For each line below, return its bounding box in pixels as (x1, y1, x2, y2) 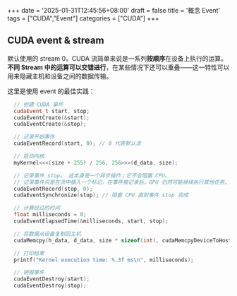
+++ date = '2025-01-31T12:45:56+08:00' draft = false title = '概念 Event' (7, 6, 221, 14)
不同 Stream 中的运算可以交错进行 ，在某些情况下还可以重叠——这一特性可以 (7, 63, 230, 71)
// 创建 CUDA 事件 (13, 101, 63, 108)
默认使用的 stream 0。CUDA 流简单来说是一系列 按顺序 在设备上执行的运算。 (7, 54, 228, 62)
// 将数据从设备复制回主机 (13, 230, 81, 237)
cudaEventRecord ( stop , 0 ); (13, 185, 93, 192)
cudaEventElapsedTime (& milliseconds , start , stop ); (13, 218, 169, 225)
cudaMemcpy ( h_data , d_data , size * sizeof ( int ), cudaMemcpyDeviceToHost (13, 237, 232, 244)
